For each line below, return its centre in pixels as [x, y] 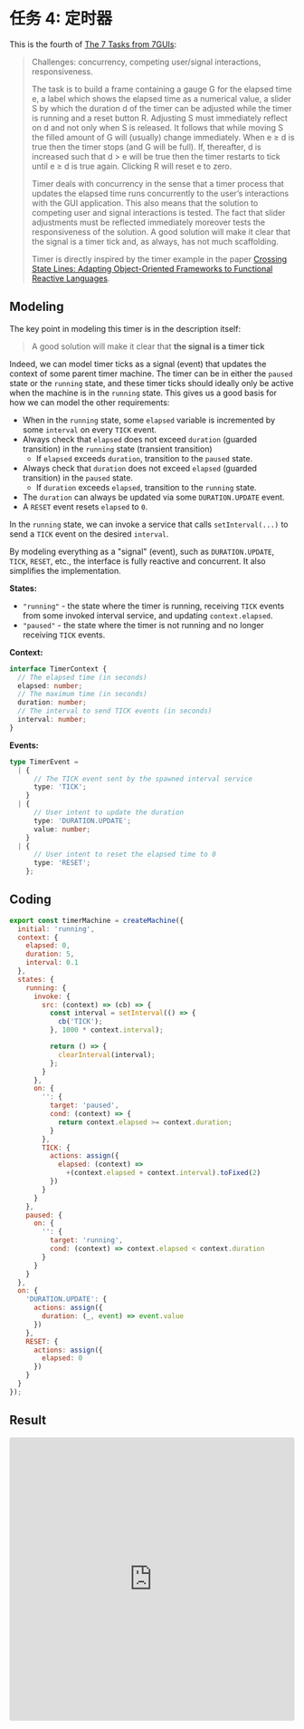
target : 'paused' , [84, 1106]
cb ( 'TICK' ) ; [80, 1022]
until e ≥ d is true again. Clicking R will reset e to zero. [132, 166]
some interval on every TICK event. [89, 429]
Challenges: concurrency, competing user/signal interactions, [146, 62]
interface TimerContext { [58, 669]
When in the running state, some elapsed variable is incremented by [149, 420]
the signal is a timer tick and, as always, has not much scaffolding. [155, 241]
